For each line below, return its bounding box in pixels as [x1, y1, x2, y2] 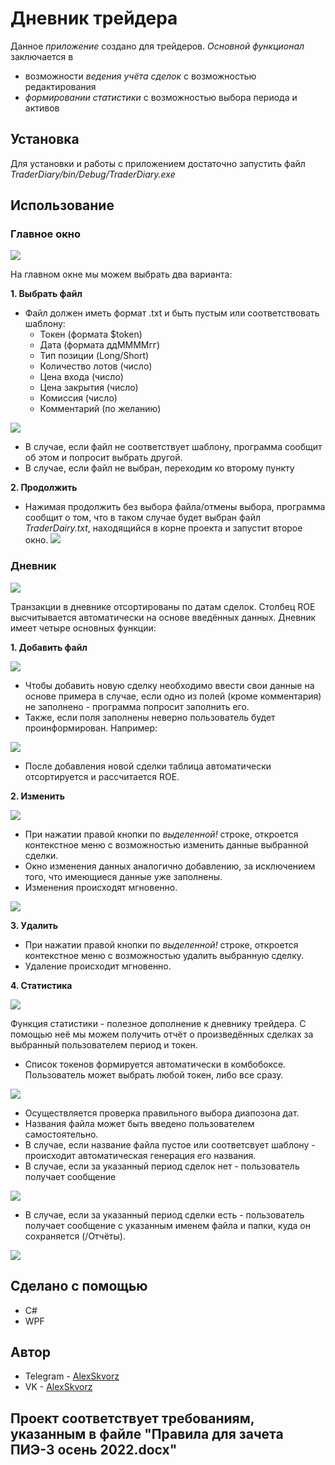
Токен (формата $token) [39, 328, 143, 341]
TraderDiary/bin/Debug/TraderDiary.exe [10, 168, 176, 180]
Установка [10, 131, 80, 148]
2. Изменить [10, 790, 65, 802]
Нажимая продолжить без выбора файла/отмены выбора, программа [24, 501, 326, 513]
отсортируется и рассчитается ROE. [24, 770, 180, 782]
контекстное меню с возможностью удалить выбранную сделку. [24, 949, 305, 961]
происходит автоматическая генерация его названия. [24, 1149, 257, 1161]
